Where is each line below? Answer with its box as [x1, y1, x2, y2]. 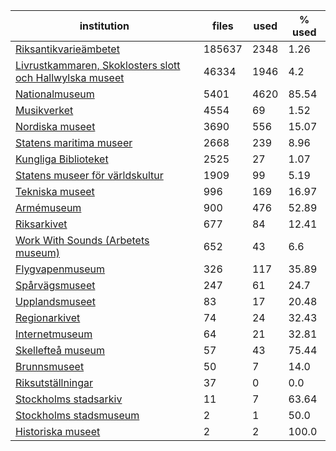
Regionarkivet [15, 311, 81, 324]
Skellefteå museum [15, 344, 106, 357]
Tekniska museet [15, 185, 95, 198]
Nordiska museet [15, 120, 96, 133]
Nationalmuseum [15, 87, 95, 101]
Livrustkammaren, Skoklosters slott [15, 59, 181, 72]
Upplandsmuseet [15, 295, 96, 308]
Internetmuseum [15, 327, 93, 341]
